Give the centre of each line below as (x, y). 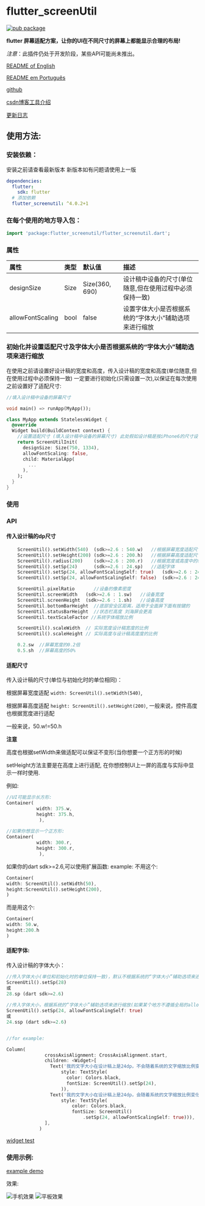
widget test (20, 1140)
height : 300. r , (56, 849)
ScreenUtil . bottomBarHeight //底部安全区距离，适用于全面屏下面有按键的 (104, 606)
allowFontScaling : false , (55, 453)
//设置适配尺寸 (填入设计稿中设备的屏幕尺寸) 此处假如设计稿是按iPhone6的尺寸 (106, 437)
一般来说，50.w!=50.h (34, 726)
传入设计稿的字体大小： (36, 965)
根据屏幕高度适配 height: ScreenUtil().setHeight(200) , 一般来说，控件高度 (102, 706)
